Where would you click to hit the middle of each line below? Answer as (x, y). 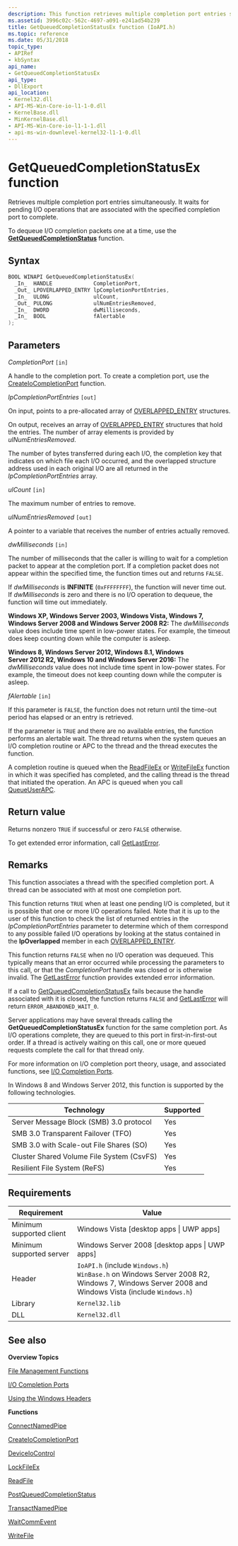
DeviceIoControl (31, 1453)
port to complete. (33, 217)
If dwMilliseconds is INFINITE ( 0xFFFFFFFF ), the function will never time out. (117, 587)
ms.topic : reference (38, 34)
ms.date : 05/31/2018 (38, 40)
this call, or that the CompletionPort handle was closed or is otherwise (110, 970)
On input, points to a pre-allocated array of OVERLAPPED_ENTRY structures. (119, 411)
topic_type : (25, 47)
